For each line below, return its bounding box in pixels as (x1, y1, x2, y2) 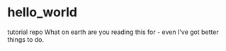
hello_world (7, 4, 78, 21)
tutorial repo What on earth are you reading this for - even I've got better (7, 28, 219, 36)
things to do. (7, 35, 45, 43)
